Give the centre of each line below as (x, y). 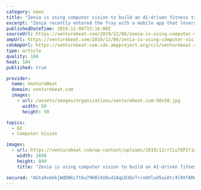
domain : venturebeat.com (42, 90)
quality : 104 (22, 56)
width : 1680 (32, 156)
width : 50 (34, 106)
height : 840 (32, 161)
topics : (16, 123)
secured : (17, 177)
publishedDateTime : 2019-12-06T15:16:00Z (59, 28)
